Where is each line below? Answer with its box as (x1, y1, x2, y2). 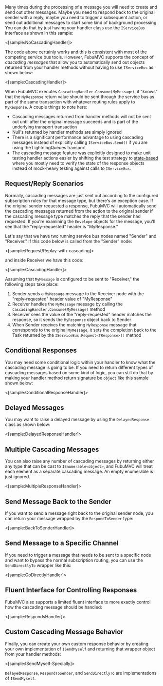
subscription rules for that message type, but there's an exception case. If (5, 198, 153, 203)
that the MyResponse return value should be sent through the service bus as (5, 94, 155, 100)
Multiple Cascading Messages (5, 445, 99, 453)
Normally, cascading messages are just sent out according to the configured (5, 192, 159, 198)
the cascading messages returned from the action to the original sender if (5, 208, 153, 214)
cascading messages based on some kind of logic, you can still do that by (5, 369, 153, 375)
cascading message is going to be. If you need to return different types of (5, 364, 153, 370)
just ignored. (5, 474, 31, 480)
